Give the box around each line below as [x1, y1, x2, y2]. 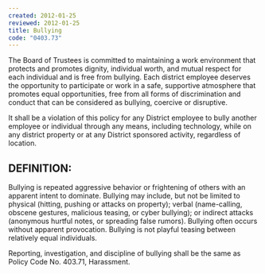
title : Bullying [8, 26, 62, 34]
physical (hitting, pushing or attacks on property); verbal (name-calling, [8, 199, 243, 209]
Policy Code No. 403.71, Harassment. [8, 257, 131, 267]
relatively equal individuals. [8, 233, 98, 243]
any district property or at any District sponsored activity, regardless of [8, 130, 241, 140]
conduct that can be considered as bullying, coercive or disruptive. [8, 98, 228, 107]
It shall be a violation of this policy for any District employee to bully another [8, 113, 257, 123]
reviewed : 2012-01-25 [8, 19, 80, 27]
